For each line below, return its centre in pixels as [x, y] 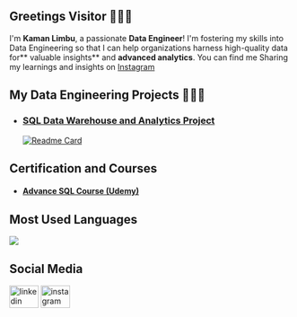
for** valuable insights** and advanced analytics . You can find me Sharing [149, 57]
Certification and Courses [83, 168]
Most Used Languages [73, 220]
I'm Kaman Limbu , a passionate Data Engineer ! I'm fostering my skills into [147, 38]
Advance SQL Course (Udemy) [80, 191]
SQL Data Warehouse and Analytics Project [118, 120]
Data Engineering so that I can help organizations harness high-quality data [149, 48]
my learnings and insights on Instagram [82, 66]
